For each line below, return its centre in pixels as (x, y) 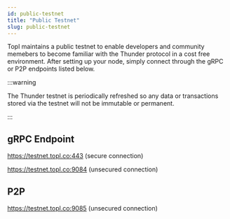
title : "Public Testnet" (43, 20)
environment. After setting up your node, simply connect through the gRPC (115, 62)
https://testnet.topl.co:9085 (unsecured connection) (82, 208)
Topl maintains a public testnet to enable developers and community (106, 47)
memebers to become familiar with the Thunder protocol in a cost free (109, 54)
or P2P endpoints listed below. (51, 69)
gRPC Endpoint (41, 139)
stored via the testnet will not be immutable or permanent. (91, 104)
